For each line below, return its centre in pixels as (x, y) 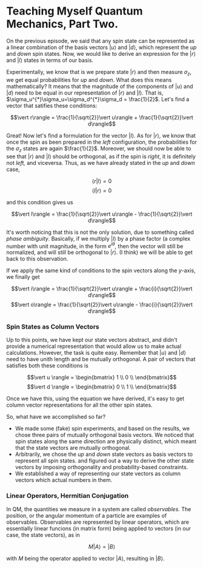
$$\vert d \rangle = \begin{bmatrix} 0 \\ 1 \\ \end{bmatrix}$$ (102, 387)
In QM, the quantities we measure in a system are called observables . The (99, 509)
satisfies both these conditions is (48, 366)
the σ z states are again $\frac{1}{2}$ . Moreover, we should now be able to (99, 149)
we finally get (23, 277)
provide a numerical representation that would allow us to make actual (94, 346)
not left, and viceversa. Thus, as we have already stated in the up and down (101, 162)
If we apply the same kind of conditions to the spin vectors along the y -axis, (101, 270)
